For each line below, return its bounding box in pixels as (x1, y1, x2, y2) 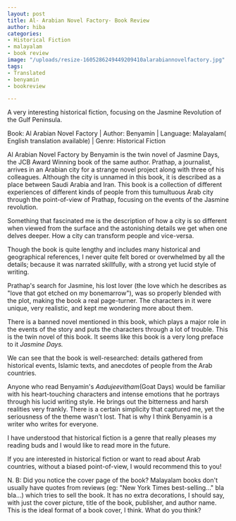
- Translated (7, 69, 46, 76)
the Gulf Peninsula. (7, 116, 63, 124)
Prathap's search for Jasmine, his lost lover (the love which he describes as (7, 282, 227, 290)
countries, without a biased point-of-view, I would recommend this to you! (7, 462, 222, 471)
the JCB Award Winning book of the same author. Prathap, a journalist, (7, 158, 213, 167)
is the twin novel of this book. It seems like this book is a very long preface (7, 333, 224, 341)
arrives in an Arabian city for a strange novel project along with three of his (7, 165, 225, 174)
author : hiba (7, 23, 46, 30)
